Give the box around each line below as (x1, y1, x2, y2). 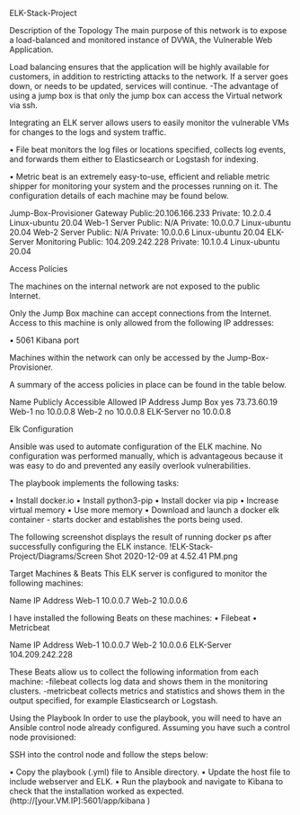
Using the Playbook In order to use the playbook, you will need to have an (9, 712, 282, 723)
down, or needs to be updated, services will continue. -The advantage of (9, 81, 279, 91)
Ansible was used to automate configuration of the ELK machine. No (9, 441, 262, 452)
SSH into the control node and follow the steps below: (9, 749, 208, 759)
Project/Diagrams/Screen (9, 551, 103, 561)
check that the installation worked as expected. (9, 786, 184, 796)
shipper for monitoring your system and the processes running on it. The (9, 181, 278, 192)
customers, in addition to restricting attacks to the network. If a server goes (9, 71, 289, 82)
